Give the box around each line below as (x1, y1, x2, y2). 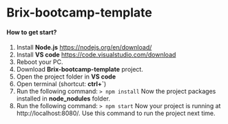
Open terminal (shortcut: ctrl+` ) (16, 80, 107, 88)
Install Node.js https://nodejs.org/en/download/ (16, 43, 152, 52)
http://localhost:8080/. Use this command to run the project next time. (16, 109, 216, 118)
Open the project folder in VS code (16, 72, 116, 81)
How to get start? (6, 28, 57, 36)
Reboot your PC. (16, 58, 63, 66)
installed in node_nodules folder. (16, 94, 111, 103)
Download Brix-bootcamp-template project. (16, 65, 144, 74)
